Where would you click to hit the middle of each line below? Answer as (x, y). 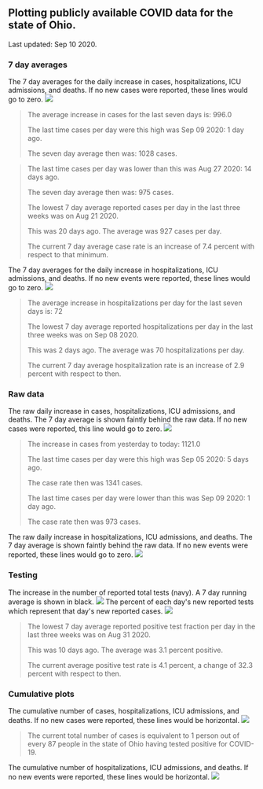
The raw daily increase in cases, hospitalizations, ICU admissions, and (122, 411)
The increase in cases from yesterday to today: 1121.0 (114, 444)
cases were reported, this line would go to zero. (85, 429)
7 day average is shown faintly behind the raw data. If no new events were (128, 545)
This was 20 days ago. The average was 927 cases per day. (124, 231)
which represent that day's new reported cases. (86, 611)
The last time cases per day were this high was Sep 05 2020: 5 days (138, 459)
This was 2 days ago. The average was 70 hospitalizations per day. (136, 350)
